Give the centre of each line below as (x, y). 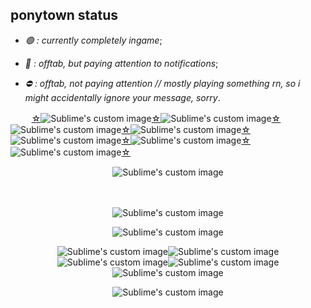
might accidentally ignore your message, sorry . (122, 97)
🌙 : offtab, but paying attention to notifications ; (121, 63)
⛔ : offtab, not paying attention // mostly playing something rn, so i (162, 83)
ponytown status (64, 15)
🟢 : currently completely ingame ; (93, 40)
